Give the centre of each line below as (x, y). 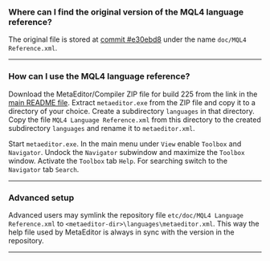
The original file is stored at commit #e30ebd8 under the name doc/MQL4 (127, 39)
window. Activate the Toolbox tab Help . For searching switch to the (118, 161)
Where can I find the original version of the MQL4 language (126, 12)
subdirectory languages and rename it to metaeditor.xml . (102, 128)
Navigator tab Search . (44, 169)
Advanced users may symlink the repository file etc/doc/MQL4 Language (126, 214)
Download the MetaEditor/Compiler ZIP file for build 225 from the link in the (133, 94)
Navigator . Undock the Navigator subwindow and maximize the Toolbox (127, 152)
